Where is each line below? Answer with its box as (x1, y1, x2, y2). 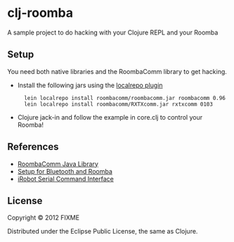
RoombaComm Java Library (17, 160, 98, 168)
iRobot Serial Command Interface (17, 174, 114, 183)
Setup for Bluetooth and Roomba (17, 167, 112, 175)
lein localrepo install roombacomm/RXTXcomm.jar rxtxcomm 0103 (24, 101, 213, 108)
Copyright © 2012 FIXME (7, 213, 79, 222)
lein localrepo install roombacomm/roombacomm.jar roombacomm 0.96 (24, 94, 226, 101)
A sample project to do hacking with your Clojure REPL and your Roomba (7, 28, 219, 37)
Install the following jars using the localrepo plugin (17, 81, 163, 89)
